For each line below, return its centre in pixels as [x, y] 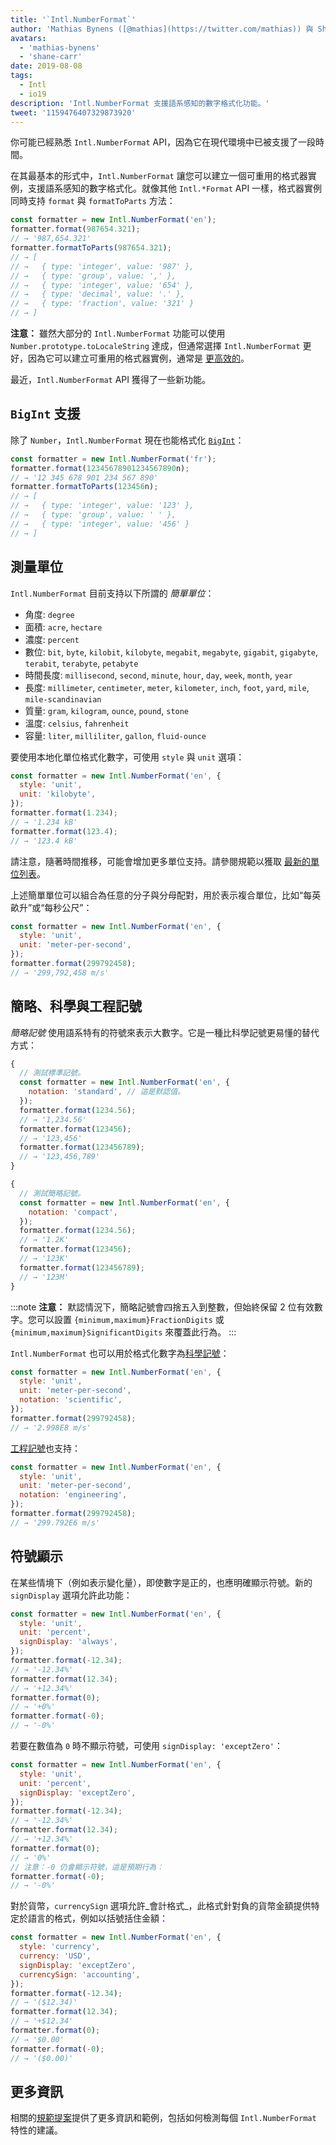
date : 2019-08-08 [46, 66]
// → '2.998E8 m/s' [51, 1427]
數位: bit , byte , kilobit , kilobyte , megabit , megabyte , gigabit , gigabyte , [171, 652]
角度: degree [49, 614]
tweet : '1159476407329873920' [73, 112]
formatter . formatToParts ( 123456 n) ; [84, 487]
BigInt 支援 [45, 414]
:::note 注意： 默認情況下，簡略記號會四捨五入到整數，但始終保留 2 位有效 [162, 1307]
